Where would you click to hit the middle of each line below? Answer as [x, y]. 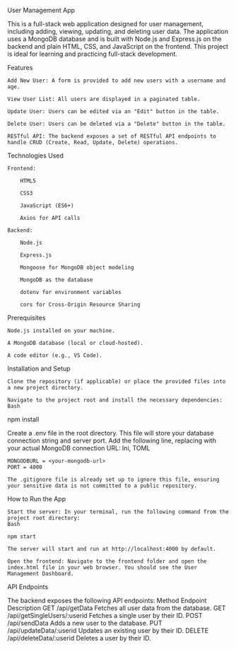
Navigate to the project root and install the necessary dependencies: [115, 400]
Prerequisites [26, 318]
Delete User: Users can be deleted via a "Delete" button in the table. [117, 124]
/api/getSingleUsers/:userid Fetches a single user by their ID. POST [105, 615]
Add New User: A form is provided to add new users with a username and [117, 81]
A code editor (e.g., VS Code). [55, 356]
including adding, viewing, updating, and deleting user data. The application [118, 31]
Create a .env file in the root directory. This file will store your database [111, 433]
